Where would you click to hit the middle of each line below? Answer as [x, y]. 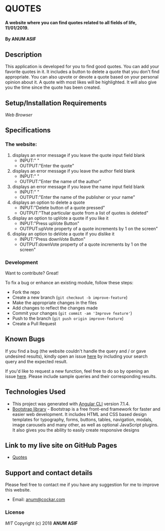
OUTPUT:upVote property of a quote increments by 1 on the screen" [89, 228]
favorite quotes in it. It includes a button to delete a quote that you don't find [82, 72]
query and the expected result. [36, 361]
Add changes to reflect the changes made [55, 308]
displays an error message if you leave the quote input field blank [79, 155]
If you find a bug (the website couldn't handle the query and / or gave [76, 351]
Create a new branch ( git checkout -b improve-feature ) [70, 297]
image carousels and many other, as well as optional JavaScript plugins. [85, 424]
